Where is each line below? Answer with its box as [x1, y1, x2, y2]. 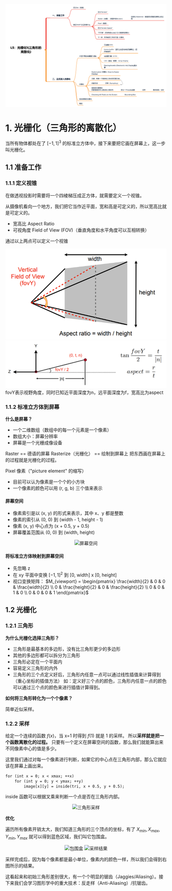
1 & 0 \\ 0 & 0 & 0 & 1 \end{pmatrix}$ [12, 589, 89, 595]
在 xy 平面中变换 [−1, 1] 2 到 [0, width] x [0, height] [12, 571, 117, 578]
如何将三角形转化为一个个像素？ [5, 695, 73, 701]
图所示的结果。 [5, 862, 37, 868]
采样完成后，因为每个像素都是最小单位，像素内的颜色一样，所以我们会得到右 [5, 856, 167, 862]
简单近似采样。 [5, 706, 37, 712]
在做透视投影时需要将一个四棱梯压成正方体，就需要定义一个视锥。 [5, 192, 144, 198]
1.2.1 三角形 [5, 622, 33, 629]
